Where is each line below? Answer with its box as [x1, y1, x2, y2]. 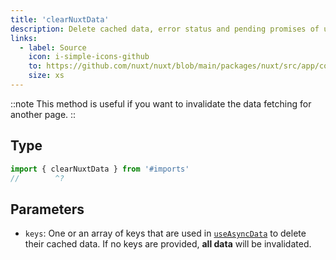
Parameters [10, 201, 85, 218]
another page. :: [10, 108, 77, 120]
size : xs [28, 71, 65, 81]
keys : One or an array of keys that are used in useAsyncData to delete [24, 227, 307, 240]
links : [10, 33, 38, 43]
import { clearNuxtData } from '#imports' [10, 164, 190, 174]
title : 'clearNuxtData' [10, 14, 110, 25]
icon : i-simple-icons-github [28, 52, 150, 62]
